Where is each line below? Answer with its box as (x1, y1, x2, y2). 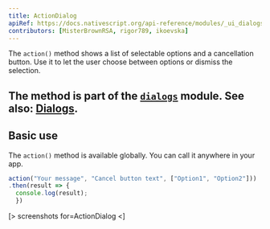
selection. (8, 66, 41, 76)
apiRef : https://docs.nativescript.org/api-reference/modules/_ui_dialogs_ (8, 19, 268, 27)
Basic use (8, 129, 59, 143)
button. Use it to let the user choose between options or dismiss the (8, 57, 233, 67)
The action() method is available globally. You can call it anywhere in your (8, 150, 256, 160)
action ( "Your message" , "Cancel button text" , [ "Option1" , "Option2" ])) (8, 174, 257, 182)
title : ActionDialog (8, 11, 78, 20)
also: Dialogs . (8, 101, 79, 115)
